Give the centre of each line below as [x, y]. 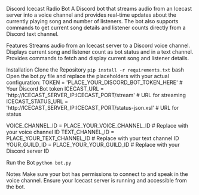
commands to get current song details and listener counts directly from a [96, 27]
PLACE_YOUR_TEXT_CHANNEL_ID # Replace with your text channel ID [93, 138]
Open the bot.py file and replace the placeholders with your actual [88, 76]
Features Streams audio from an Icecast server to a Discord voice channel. [98, 45]
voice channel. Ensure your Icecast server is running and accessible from [97, 180]
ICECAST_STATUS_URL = [37, 101]
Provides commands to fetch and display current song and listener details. [98, 58]
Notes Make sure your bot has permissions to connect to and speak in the [97, 174]
